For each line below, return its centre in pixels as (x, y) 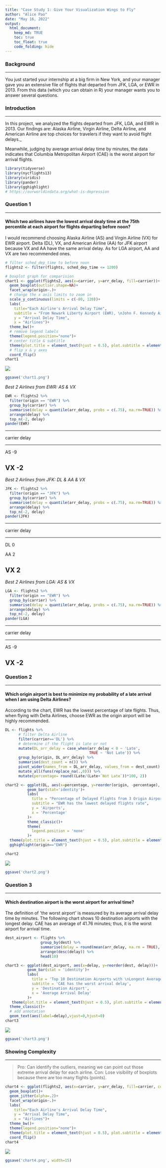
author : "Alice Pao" (26, 14)
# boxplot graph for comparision (40, 276)
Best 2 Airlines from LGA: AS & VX (40, 582)
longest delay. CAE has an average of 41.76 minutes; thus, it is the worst (78, 923)
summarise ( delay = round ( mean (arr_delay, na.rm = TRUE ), (100, 947)
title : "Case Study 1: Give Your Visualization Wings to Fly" (70, 10)
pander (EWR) (17, 424)
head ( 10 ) (49, 956)
